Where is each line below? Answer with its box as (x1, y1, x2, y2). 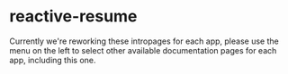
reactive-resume (9, 6, 138, 27)
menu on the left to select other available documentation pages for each (9, 45, 277, 55)
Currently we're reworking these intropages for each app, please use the (9, 36, 279, 46)
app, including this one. (9, 54, 96, 65)
